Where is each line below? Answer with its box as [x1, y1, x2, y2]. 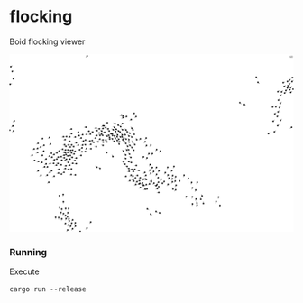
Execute [9, 266, 40, 277]
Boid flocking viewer [9, 36, 86, 47]
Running [9, 245, 48, 258]
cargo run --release [9, 285, 87, 294]
